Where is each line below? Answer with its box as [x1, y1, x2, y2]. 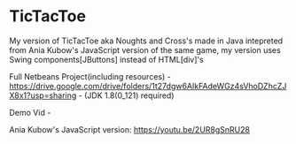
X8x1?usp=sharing [9, 90, 77, 101]
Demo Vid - [9, 107, 51, 117]
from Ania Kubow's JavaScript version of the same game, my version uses [9, 44, 281, 55]
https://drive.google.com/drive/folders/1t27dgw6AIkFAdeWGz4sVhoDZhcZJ [9, 80, 287, 91]
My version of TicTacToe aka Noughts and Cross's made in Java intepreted [9, 35, 284, 46]
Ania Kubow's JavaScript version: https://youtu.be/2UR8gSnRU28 [9, 124, 251, 134]
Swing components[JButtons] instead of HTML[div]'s [9, 54, 204, 64]
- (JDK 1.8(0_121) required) [78, 90, 175, 101]
